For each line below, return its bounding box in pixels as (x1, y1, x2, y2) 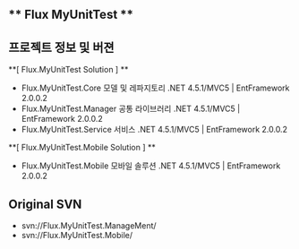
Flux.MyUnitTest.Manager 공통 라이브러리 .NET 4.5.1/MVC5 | (21, 103, 241, 115)
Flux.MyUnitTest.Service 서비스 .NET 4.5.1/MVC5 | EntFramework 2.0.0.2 (21, 124, 288, 135)
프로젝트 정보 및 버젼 (8, 39, 115, 55)
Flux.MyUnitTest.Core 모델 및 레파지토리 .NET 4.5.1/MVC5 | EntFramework (21, 82, 290, 93)
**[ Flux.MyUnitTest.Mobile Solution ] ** (8, 142, 156, 153)
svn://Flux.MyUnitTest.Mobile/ (21, 230, 133, 241)
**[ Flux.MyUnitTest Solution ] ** (8, 64, 129, 75)
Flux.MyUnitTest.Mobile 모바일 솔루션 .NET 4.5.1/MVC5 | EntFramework (21, 160, 281, 171)
